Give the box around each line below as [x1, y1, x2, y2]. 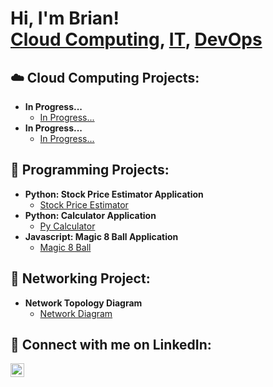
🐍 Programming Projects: [10, 162, 170, 179]
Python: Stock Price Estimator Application [24, 188, 204, 200]
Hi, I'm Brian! [10, 7, 120, 30]
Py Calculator [39, 220, 96, 232]
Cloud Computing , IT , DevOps [10, 28, 263, 51]
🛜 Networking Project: [10, 270, 151, 287]
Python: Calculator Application [24, 209, 157, 221]
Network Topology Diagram [24, 297, 143, 309]
